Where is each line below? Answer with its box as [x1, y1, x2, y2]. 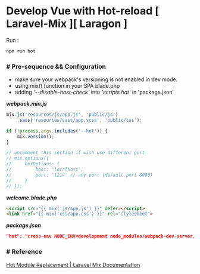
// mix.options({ [6, 155, 49, 162]
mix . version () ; [17, 133, 55, 140]
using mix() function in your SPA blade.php [14, 82, 120, 90]
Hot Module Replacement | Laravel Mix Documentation [6, 261, 140, 268]
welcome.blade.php [6, 194, 57, 201]
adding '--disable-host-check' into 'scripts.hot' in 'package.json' [14, 88, 174, 96]
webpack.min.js [6, 100, 48, 107]
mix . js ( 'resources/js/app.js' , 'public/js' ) [6, 112, 118, 118]
